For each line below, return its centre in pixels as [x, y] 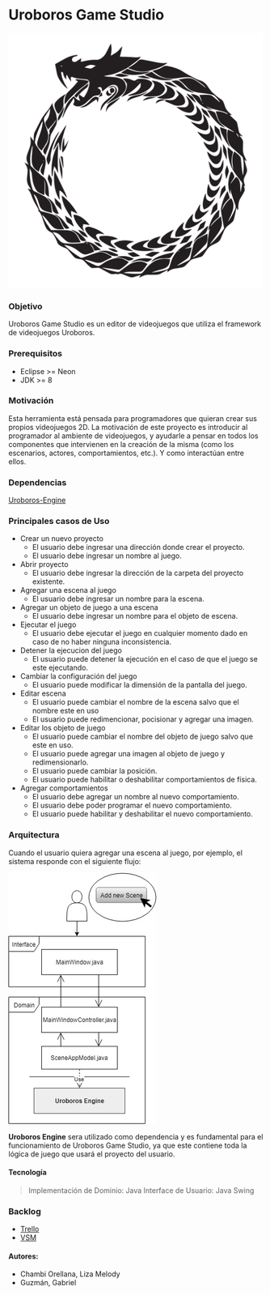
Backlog [25, 1211]
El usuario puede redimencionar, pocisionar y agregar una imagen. [143, 719]
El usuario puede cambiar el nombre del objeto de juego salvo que [142, 737]
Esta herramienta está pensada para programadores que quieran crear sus [133, 418]
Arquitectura [34, 835]
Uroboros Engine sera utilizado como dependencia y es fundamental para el [136, 1136]
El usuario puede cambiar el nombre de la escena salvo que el [136, 702]
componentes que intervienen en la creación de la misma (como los [121, 444]
